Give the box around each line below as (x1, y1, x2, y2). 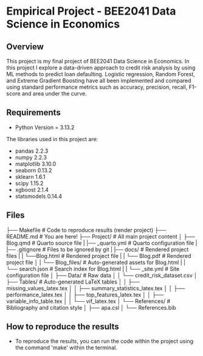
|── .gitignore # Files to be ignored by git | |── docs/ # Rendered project (6, 245, 189, 253)
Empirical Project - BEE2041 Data (6, 4, 176, 18)
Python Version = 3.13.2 (15, 124, 75, 131)
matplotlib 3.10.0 (15, 160, 57, 167)
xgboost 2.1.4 (15, 186, 49, 193)
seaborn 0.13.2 (15, 166, 52, 174)
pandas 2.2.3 (15, 147, 49, 155)
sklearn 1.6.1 (15, 173, 46, 180)
